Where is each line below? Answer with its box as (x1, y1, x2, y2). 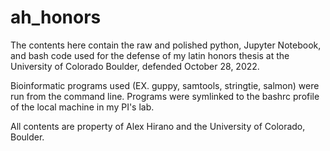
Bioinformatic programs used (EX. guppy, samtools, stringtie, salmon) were (10, 79, 320, 91)
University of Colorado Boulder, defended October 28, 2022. (10, 60, 260, 72)
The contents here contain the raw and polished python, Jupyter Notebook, (10, 39, 322, 51)
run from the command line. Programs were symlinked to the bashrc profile (10, 90, 320, 102)
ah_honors (10, 6, 102, 29)
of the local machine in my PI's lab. (10, 101, 155, 113)
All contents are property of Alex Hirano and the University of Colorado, (10, 120, 306, 132)
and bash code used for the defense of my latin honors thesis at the (10, 49, 290, 61)
